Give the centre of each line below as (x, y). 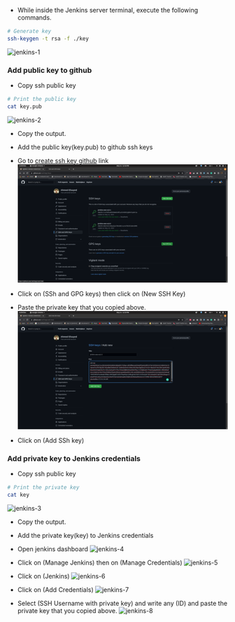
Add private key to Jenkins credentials (74, 458)
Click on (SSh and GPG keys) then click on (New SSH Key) (101, 293)
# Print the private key (43, 488)
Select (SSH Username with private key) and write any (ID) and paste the (122, 603)
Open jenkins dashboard (53, 549)
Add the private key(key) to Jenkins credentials (85, 536)
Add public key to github (50, 70)
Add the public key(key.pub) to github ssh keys (85, 147)
